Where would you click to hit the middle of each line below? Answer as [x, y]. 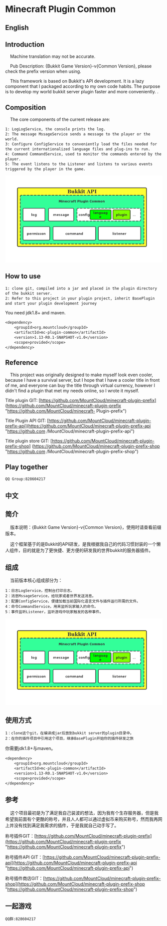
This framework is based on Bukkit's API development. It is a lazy [77, 81]
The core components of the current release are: [60, 119]
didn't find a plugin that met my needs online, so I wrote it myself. [72, 391]
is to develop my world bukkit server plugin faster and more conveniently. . [82, 92]
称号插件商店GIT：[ [25, 878]
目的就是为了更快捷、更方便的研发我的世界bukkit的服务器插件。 [88, 550]
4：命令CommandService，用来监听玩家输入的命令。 [52, 607]
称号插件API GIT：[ [25, 857]
